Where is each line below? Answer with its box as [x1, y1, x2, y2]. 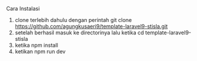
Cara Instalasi [6, 5, 40, 12]
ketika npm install [14, 41, 59, 49]
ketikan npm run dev [14, 48, 66, 55]
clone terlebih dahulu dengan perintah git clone [14, 17, 132, 23]
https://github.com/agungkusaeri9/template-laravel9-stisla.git [14, 23, 168, 30]
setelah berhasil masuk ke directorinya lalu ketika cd [14, 29, 144, 36]
